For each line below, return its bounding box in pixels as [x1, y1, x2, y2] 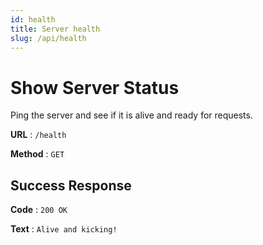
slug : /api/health [10, 33, 87, 43]
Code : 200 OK [10, 204, 68, 216]
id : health [10, 14, 56, 25]
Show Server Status [10, 76, 180, 99]
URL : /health [10, 129, 67, 141]
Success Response [10, 177, 132, 194]
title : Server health [10, 24, 101, 34]
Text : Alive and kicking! [10, 223, 118, 235]
